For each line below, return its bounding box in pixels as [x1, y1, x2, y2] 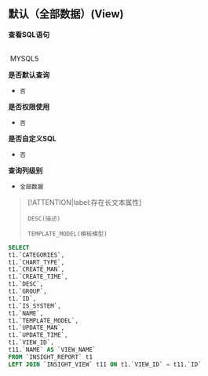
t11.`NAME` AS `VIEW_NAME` [8, 346, 97, 354]
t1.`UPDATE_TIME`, [8, 331, 68, 339]
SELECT [8, 243, 30, 251]
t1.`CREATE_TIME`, [8, 273, 68, 281]
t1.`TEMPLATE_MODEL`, [8, 316, 79, 324]
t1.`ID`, [8, 294, 37, 302]
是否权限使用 [8, 101, 49, 111]
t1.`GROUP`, [8, 287, 47, 296]
